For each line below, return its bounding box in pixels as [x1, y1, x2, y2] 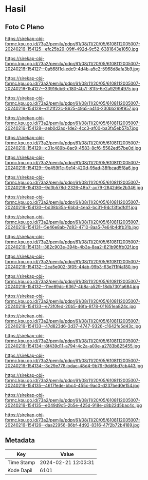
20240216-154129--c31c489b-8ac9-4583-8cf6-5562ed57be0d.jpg [5, 145, 141, 151]
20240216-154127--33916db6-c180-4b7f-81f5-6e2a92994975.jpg [5, 86, 138, 91]
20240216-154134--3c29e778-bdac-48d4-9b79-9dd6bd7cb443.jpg [5, 363, 143, 368]
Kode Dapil [7, 467, 33, 474]
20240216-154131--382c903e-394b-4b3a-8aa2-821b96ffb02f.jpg [5, 244, 139, 250]
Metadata [5, 436, 35, 444]
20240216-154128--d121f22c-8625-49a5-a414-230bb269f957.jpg [5, 106, 138, 111]
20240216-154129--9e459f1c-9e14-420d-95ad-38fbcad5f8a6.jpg [5, 165, 138, 171]
